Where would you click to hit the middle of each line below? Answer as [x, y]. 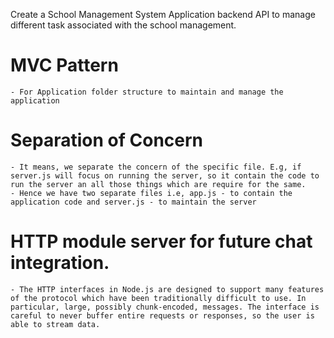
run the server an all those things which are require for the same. [158, 184]
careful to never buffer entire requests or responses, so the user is [162, 315]
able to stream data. [55, 324]
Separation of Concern [106, 140]
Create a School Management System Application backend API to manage [163, 14]
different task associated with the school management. [123, 25]
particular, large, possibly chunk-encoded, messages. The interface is [165, 307]
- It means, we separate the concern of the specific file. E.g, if [156, 167]
